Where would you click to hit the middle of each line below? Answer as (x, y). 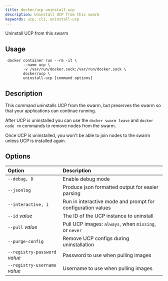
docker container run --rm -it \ (42, 60)
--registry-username (32, 265)
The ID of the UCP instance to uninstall (108, 215)
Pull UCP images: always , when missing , (109, 224)
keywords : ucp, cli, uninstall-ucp (42, 19)
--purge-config (26, 241)
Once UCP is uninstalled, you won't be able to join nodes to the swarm (78, 135)
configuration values (87, 207)
